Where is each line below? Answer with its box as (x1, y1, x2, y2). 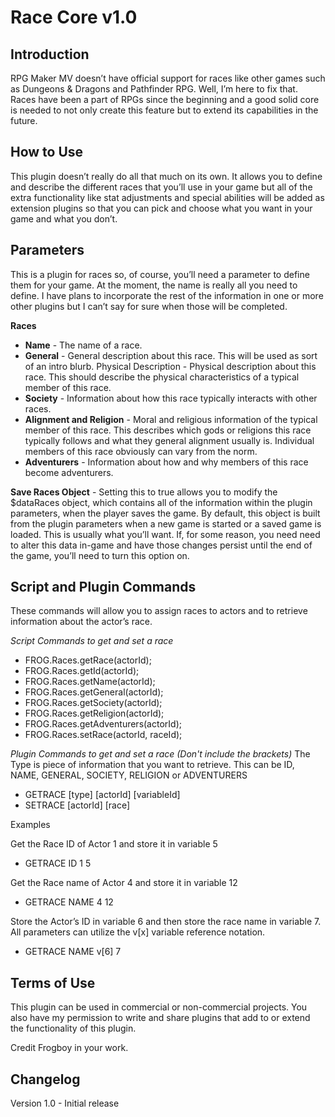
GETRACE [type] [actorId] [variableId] (24, 789, 181, 801)
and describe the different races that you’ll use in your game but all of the (10, 181, 313, 193)
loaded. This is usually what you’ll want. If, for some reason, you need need (10, 528, 321, 540)
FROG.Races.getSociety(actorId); (24, 697, 163, 709)
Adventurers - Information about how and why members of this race (24, 456, 309, 468)
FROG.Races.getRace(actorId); (24, 654, 152, 666)
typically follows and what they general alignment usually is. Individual (24, 434, 315, 446)
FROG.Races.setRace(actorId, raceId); (24, 729, 183, 741)
